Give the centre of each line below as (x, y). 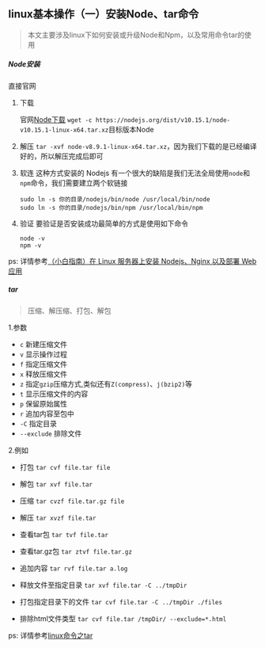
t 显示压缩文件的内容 (54, 394)
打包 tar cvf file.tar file (65, 467)
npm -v (30, 245)
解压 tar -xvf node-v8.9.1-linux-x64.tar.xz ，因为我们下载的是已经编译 (138, 146)
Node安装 (25, 64)
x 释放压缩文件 (43, 374)
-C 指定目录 (38, 423)
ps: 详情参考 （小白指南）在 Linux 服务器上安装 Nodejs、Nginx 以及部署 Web (132, 261)
